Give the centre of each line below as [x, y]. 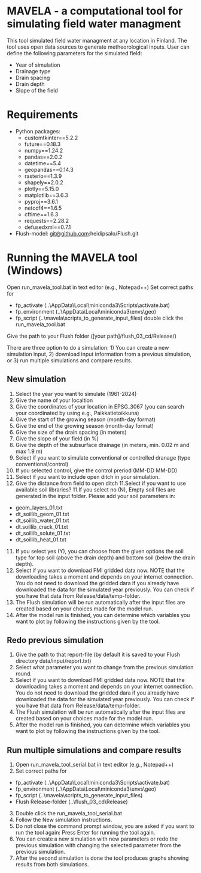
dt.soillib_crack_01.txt [42, 526]
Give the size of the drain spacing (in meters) [71, 432]
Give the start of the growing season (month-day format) [86, 419]
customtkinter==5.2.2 [51, 138]
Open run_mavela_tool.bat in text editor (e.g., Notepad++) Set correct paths [100, 287]
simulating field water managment [94, 24]
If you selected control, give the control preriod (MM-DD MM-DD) [96, 470]
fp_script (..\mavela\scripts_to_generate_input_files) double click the [99, 318]
